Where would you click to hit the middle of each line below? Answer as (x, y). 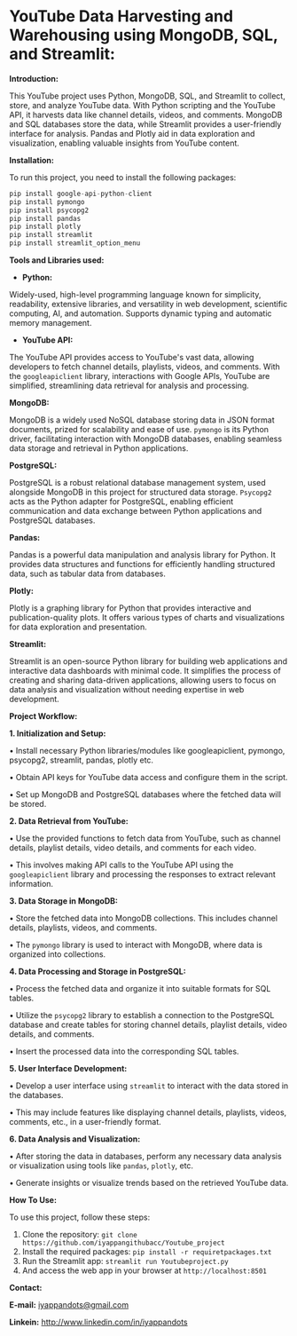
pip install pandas (45, 218)
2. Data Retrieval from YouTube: (69, 821)
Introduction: (34, 78)
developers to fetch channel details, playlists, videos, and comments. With (145, 367)
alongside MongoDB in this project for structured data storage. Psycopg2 (141, 492)
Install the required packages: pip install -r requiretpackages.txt (147, 1252)
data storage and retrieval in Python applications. (99, 448)
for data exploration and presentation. (78, 627)
